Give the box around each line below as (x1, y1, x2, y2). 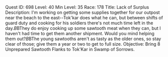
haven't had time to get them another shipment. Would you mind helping (5, 31, 154, 36)
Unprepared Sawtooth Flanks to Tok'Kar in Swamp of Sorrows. (5, 47, 135, 52)
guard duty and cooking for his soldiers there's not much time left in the (5, 20, 153, 26)
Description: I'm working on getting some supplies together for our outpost (5, 9, 160, 15)
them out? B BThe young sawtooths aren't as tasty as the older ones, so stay (5, 36, 161, 42)
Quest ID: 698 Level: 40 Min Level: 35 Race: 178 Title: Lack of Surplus (5, 4, 149, 10)
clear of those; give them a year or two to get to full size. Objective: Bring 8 (5, 41, 160, 47)
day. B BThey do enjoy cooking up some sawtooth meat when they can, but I (5, 25, 161, 31)
